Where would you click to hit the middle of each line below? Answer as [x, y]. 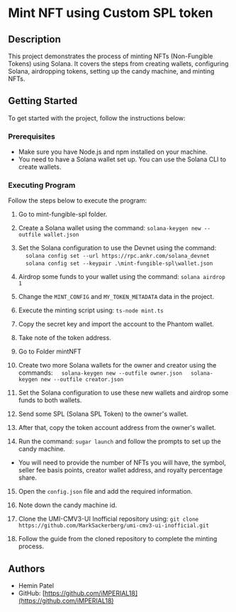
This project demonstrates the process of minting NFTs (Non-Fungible [111, 56]
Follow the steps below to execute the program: [78, 200]
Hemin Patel [36, 586]
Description [34, 39]
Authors [27, 568]
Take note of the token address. [65, 338]
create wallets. [40, 167]
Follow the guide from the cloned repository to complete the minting [118, 539]
